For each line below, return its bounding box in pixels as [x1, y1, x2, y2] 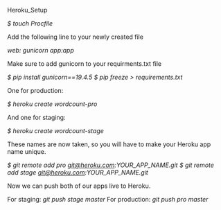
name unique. [7, 148, 46, 155]
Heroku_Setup [7, 6, 48, 14]
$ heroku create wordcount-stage [7, 127, 104, 134]
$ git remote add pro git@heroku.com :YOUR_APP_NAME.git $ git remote [7, 161, 215, 169]
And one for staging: [7, 114, 66, 121]
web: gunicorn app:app [7, 46, 75, 54]
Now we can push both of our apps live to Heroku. [7, 182, 151, 190]
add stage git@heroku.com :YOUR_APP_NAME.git [7, 168, 149, 176]
